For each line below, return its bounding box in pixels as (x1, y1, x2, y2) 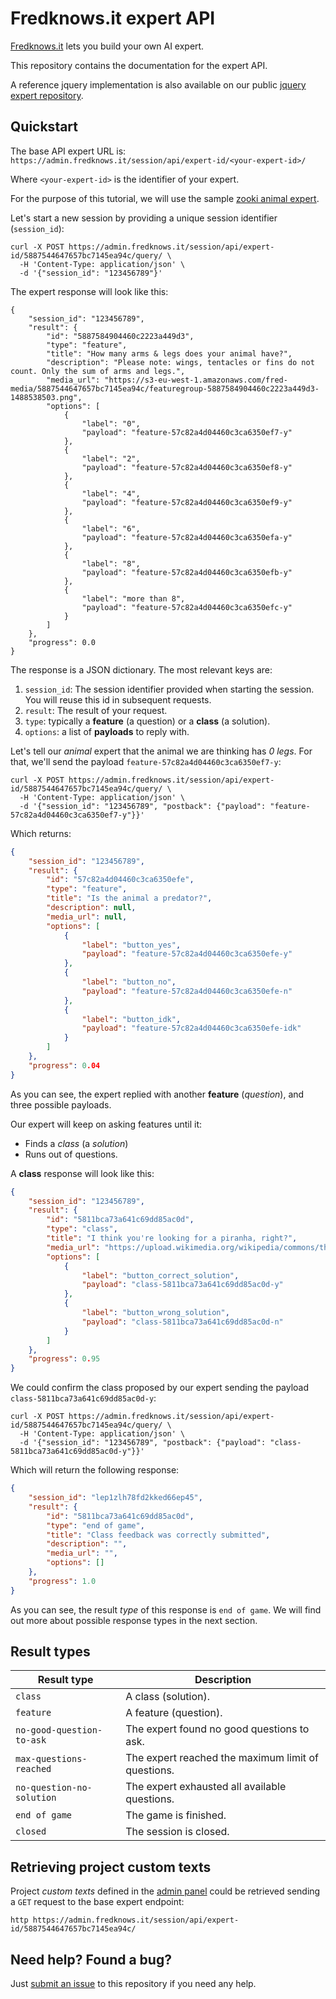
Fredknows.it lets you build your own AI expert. (10, 40, 205, 52)
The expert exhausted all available (125, 1780, 287, 1794)
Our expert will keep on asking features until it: (10, 1118, 203, 1130)
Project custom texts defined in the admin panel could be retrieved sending (10, 1885, 321, 1897)
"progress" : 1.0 (28, 1576, 97, 1586)
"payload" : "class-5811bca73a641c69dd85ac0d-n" (81, 1317, 284, 1327)
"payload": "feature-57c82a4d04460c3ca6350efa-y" (81, 532, 293, 542)
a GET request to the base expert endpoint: (10, 1896, 185, 1908)
